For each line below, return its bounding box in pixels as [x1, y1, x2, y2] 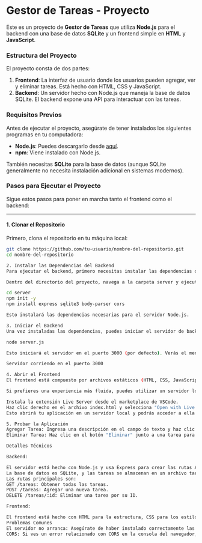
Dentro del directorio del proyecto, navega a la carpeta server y [6, 279, 179, 285]
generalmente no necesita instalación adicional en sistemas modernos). [6, 166, 184, 174]
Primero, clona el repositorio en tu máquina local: [6, 235, 128, 242]
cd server [6, 290, 31, 296]
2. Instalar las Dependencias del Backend [6, 262, 114, 268]
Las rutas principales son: [6, 476, 77, 482]
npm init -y [6, 296, 36, 302]
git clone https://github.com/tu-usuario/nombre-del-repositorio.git [6, 246, 185, 252]
